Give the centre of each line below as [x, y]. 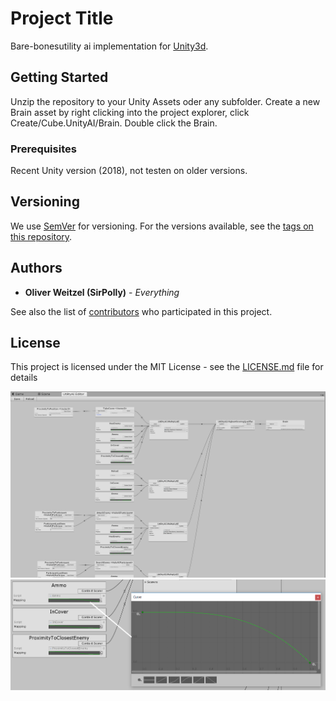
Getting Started [59, 77]
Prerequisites [43, 149]
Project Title [62, 18]
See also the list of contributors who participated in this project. [141, 311]
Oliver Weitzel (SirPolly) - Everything [102, 292]
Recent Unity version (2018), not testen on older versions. [129, 171]
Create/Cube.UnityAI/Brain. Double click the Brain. [114, 123]
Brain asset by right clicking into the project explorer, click [130, 112]
